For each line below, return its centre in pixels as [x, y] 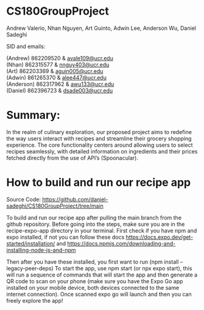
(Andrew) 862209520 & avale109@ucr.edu [60, 58]
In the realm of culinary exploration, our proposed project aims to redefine [99, 132]
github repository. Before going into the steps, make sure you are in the [96, 224]
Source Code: [24, 199]
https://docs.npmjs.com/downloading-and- [121, 243]
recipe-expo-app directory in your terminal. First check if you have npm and [102, 230]
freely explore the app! [35, 300]
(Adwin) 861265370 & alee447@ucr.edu [56, 77]
